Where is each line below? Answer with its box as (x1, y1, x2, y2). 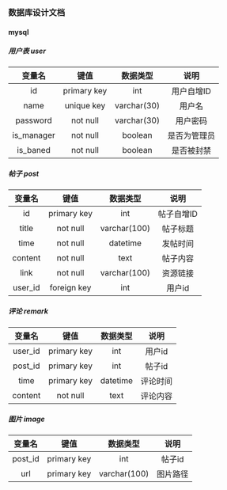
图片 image (8, 414, 45, 424)
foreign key (49, 283, 92, 294)
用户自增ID (171, 85, 212, 97)
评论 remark (8, 306, 49, 316)
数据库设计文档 (8, 6, 66, 17)
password (15, 115, 53, 126)
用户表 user (8, 46, 46, 56)
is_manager (12, 130, 55, 141)
